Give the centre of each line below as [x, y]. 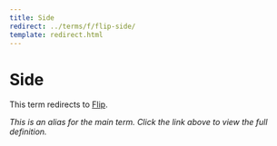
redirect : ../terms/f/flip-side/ [73, 26]
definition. [28, 131]
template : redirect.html [56, 34]
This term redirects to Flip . [59, 104]
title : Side [32, 18]
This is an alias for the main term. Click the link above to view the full [138, 122]
